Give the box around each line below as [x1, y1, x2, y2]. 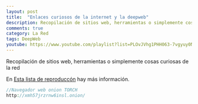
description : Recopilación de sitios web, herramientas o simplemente [6, 19, 183, 25]
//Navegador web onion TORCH [6, 87, 78, 93]
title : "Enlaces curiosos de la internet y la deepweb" [6, 14, 149, 20]
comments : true [6, 25, 44, 31]
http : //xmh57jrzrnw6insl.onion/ [6, 92, 85, 98]
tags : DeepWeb [6, 36, 41, 42]
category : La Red [6, 31, 49, 37]
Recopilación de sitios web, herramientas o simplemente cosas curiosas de [6, 57, 189, 65]
